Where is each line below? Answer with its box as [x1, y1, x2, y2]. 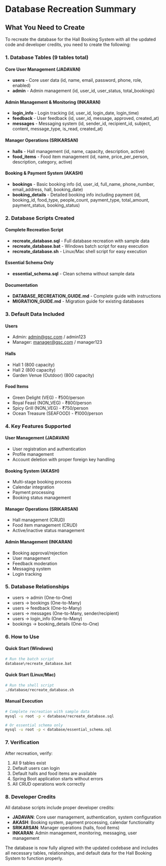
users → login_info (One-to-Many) [12, 615, 83, 621]
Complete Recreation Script [5, 227, 63, 233]
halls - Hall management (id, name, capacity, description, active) [12, 148, 145, 154]
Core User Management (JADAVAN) [5, 66, 81, 72]
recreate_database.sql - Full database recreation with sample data [12, 238, 150, 244]
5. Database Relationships [5, 583, 69, 590]
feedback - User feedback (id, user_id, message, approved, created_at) [12, 115, 160, 121]
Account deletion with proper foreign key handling [12, 456, 115, 462]
